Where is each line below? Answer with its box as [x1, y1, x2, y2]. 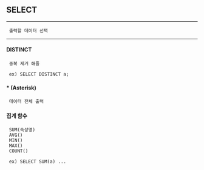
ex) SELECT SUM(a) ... [8, 159, 67, 165]
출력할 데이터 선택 [8, 27, 49, 34]
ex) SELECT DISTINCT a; [8, 71, 69, 77]
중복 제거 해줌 [8, 60, 40, 67]
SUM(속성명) [8, 127, 35, 133]
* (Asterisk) [6, 84, 36, 91]
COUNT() [8, 148, 29, 154]
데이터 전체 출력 [8, 99, 44, 105]
